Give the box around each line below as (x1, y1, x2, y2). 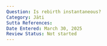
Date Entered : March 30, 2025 (6, 25, 83, 32)
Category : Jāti (6, 14, 45, 20)
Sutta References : (6, 20, 53, 26)
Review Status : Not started (6, 31, 77, 37)
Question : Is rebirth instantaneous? (6, 8, 102, 15)
